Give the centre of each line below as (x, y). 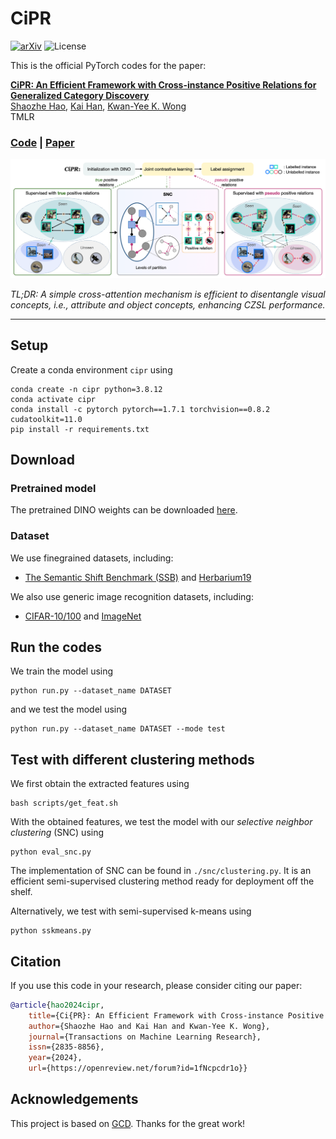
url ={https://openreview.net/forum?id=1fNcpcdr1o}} (138, 1068)
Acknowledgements (74, 1099)
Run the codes (56, 647)
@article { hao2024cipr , (57, 1005)
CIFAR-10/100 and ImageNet (83, 616)
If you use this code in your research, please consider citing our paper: (156, 985)
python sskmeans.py (51, 931)
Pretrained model (53, 488)
